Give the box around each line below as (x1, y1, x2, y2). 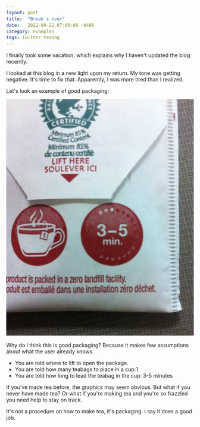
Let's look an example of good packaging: (6, 87, 110, 95)
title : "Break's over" (6, 15, 65, 22)
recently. (6, 58, 28, 65)
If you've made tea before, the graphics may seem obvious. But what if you (6, 384, 190, 391)
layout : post (6, 10, 39, 15)
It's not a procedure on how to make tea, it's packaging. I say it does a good (6, 408, 192, 415)
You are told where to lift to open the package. (14, 360, 129, 367)
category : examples (6, 29, 55, 34)
